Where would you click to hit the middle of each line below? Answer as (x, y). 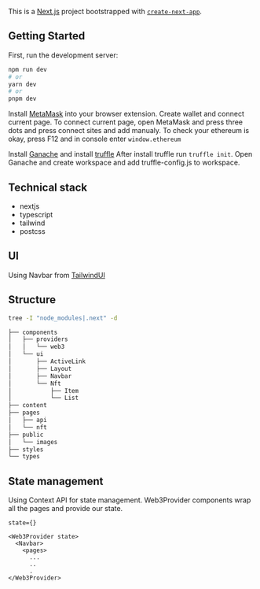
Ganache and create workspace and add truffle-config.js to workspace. (124, 163)
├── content (27, 406)
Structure (32, 300)
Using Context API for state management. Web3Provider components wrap (130, 500)
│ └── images (33, 442)
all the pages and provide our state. (66, 509)
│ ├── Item (44, 391)
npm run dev (27, 69)
